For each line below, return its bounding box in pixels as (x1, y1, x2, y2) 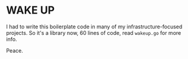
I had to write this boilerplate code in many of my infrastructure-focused (6, 23, 183, 30)
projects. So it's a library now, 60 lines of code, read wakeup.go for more (6, 29, 181, 36)
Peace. (6, 47, 24, 54)
